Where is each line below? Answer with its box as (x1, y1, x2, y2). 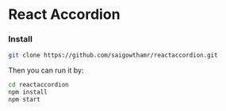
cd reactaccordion (8, 81, 69, 89)
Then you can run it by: (8, 65, 84, 76)
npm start (8, 96, 41, 104)
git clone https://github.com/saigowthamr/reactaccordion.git (8, 51, 218, 60)
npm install (8, 88, 48, 96)
